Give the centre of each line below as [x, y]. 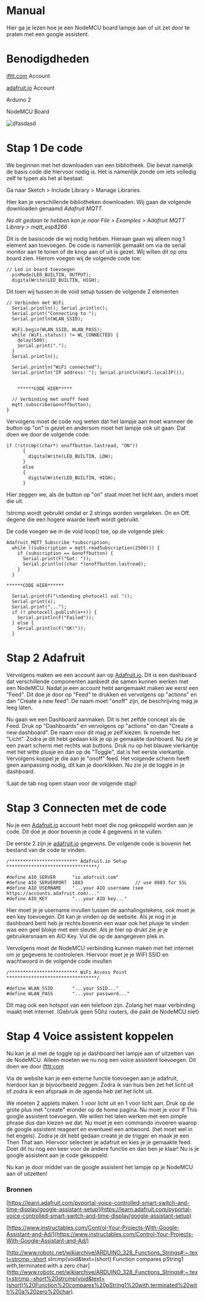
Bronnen [19, 1189]
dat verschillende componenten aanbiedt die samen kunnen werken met [97, 681]
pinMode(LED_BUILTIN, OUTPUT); [52, 275]
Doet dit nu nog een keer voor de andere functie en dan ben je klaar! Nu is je [103, 1148]
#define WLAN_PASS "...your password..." [68, 993]
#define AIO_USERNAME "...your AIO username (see [75, 888]
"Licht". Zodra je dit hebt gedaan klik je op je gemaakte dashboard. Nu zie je [102, 738]
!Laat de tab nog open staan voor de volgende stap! [72, 783]
